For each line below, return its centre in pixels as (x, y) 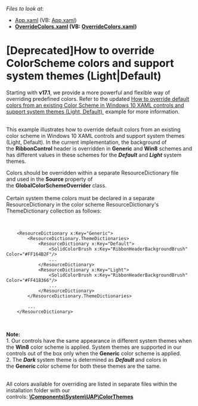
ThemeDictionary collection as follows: (54, 211)
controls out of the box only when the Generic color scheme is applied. (94, 353)
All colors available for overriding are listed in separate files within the (92, 384)
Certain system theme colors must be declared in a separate (81, 198)
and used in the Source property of (49, 179)
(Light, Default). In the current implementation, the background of (86, 142)
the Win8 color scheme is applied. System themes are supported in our (94, 347)
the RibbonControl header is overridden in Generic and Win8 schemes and (99, 148)
